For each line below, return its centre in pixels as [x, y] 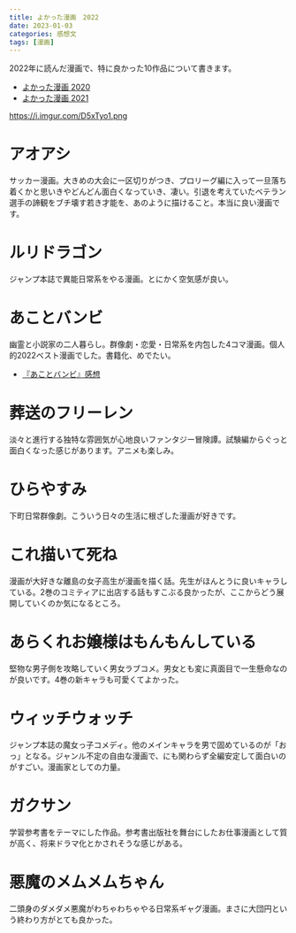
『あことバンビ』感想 [61, 374]
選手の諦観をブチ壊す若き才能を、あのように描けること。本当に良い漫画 [140, 203]
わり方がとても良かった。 [71, 919]
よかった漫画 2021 [55, 98]
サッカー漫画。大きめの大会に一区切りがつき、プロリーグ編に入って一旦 [140, 181]
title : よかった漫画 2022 [54, 17]
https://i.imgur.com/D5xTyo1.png [68, 116]
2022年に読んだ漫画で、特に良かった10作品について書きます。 [123, 68]
